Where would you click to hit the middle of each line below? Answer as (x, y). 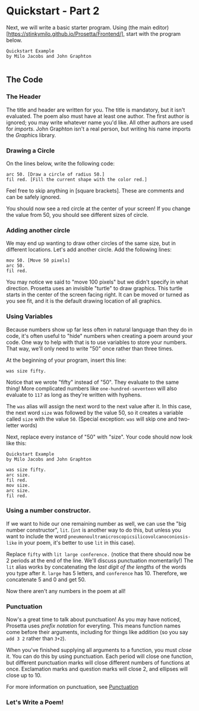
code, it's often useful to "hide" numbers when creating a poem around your (99, 336)
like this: (16, 443)
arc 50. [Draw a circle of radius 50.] (56, 174)
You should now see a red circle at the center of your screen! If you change (98, 208)
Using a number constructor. (48, 511)
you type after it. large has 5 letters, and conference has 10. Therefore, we (97, 573)
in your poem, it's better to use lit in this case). (77, 542)
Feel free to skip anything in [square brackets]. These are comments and (95, 190)
